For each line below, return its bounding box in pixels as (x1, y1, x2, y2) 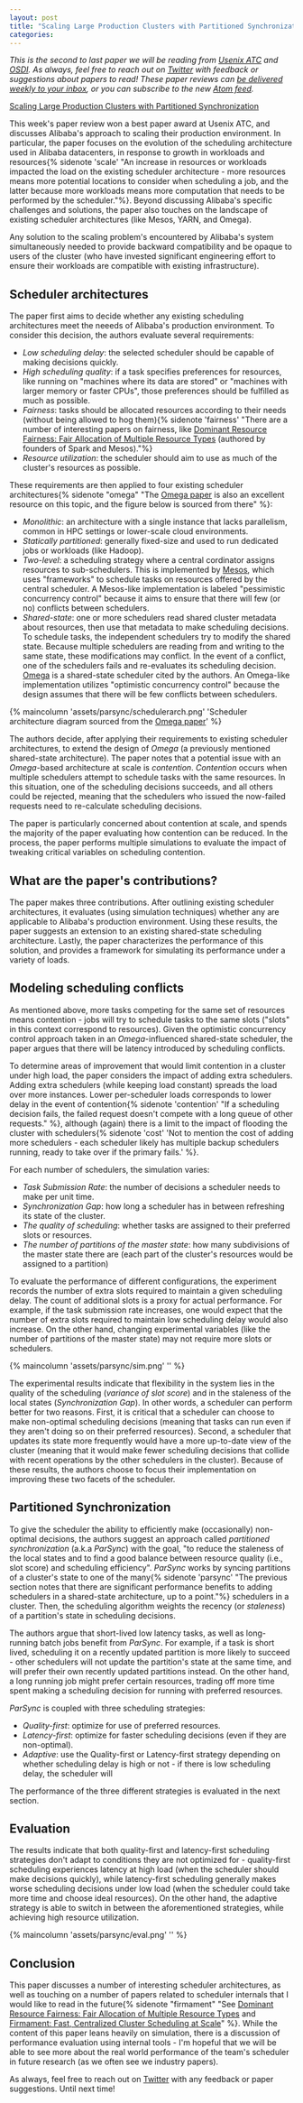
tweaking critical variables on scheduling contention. (9, 847, 206, 858)
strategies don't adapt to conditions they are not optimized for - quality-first (9, 1855, 291, 1866)
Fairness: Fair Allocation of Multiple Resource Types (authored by (22, 434, 266, 445)
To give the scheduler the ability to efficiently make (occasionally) (9, 1524, 254, 1535)
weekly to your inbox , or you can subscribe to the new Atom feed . (9, 83, 254, 95)
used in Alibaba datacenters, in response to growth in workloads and (9, 147, 265, 158)
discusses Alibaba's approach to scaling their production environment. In (9, 128, 281, 139)
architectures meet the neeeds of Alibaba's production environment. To (9, 320, 275, 331)
